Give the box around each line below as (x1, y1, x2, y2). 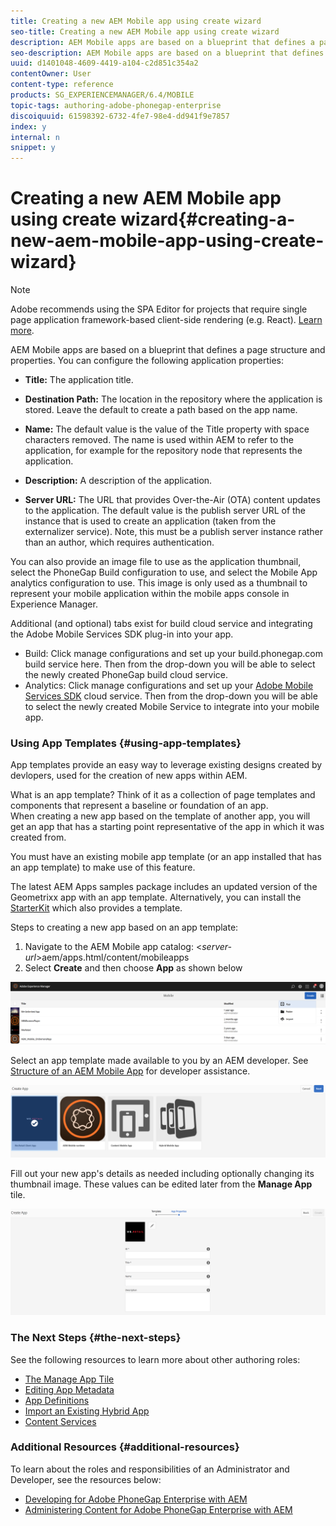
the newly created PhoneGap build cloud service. (24, 669, 229, 681)
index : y (10, 121, 47, 132)
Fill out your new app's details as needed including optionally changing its (10, 1168, 315, 1180)
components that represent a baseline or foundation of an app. (10, 800, 269, 812)
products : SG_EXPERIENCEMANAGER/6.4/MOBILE (10, 90, 195, 100)
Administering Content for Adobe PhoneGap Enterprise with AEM (24, 1503, 293, 1515)
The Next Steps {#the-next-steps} (10, 1331, 182, 1345)
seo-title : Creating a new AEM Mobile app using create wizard (10, 26, 280, 37)
